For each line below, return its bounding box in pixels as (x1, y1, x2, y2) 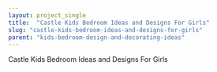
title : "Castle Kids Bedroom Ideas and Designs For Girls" (8, 19, 211, 27)
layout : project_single (8, 11, 87, 20)
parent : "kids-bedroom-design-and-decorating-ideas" (8, 33, 185, 41)
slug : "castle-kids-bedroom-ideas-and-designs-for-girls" (8, 26, 203, 34)
